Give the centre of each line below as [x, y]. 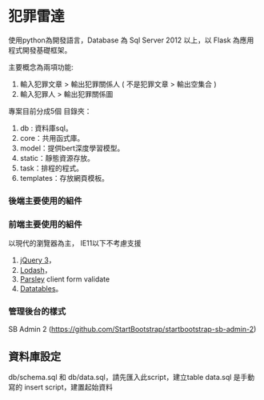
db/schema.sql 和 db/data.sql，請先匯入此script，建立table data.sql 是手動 [132, 378]
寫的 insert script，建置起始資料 [61, 387]
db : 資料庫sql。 [46, 128]
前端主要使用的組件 [45, 224]
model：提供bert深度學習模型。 [72, 148]
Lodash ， [36, 270]
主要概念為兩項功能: [41, 67]
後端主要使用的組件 [45, 201]
